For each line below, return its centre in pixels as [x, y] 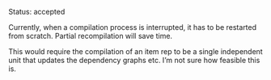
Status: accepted [37, 12]
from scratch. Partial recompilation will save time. [90, 36]
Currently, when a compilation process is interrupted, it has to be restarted [133, 27]
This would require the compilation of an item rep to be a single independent [135, 51]
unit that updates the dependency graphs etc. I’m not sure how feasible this [134, 60]
